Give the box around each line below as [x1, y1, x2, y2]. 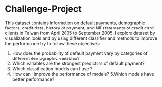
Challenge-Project [5, 3, 82, 15]
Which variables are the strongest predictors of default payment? [12, 60, 145, 66]
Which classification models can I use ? [12, 65, 93, 72]
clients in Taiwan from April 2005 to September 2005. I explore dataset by [5, 30, 155, 36]
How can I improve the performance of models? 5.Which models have [12, 71, 154, 77]
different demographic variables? [12, 55, 80, 61]
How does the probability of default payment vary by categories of [12, 50, 148, 56]
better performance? [12, 76, 55, 82]
